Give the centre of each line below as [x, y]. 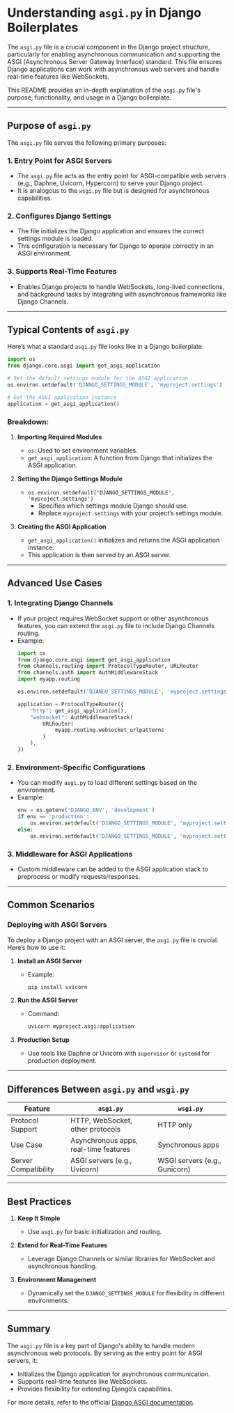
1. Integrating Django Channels [60, 603]
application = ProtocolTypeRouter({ [70, 704]
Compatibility [32, 1169]
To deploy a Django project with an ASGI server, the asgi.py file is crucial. [113, 940]
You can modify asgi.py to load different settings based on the [107, 783]
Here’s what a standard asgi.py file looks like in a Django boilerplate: [106, 347]
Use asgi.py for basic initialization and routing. [95, 1231]
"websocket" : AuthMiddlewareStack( [82, 717]
